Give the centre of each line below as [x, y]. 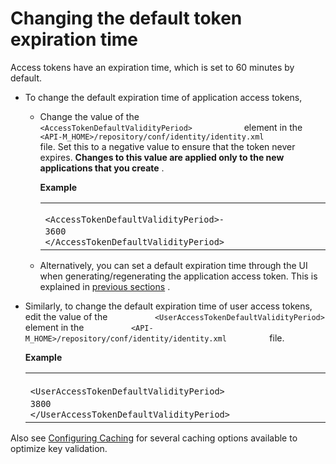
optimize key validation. [59, 448]
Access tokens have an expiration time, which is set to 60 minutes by [152, 67]
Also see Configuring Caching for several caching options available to [154, 438]
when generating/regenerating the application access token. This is [178, 276]
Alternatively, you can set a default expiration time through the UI [173, 265]
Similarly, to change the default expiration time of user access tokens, [168, 306]
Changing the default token [126, 18]
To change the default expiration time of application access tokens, [163, 97]
